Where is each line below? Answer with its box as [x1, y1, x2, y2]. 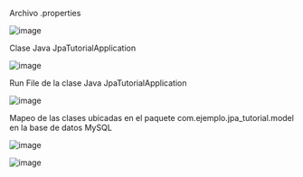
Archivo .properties [9, 8, 81, 18]
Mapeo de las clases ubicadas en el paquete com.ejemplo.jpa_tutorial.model [9, 113, 294, 123]
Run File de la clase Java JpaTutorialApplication [9, 78, 187, 88]
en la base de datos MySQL [9, 122, 113, 133]
